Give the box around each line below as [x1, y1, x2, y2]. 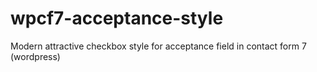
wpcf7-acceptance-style [10, 7, 224, 30]
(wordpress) [10, 50, 61, 62]
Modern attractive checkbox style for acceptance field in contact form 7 [10, 40, 307, 52]
